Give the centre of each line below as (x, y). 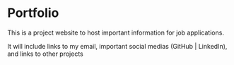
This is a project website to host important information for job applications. (116, 32)
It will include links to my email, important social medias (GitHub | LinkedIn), (117, 46)
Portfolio (33, 13)
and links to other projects (45, 54)
